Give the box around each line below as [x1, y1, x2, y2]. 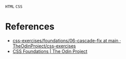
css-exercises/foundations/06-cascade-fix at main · [12, 37, 121, 43]
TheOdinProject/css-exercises [12, 43, 76, 49]
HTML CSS [5, 4, 23, 9]
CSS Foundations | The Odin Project [12, 48, 88, 54]
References [5, 21, 54, 32]
